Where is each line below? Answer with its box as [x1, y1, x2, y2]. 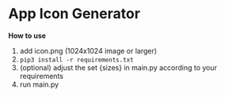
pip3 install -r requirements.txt [19, 56, 134, 64]
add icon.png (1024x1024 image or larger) [19, 46, 157, 55]
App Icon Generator [8, 5, 141, 23]
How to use [8, 31, 46, 40]
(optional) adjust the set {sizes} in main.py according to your [19, 62, 218, 72]
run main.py [19, 80, 59, 89]
